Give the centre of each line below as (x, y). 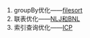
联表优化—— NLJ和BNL (47, 19)
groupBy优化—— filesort (48, 10)
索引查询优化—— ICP (43, 27)
